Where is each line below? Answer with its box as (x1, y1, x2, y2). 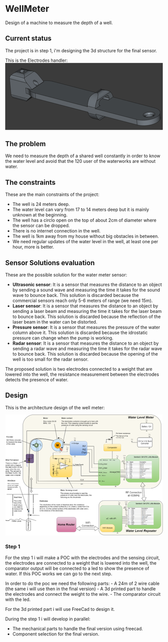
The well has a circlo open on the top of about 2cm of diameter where (12, 217, 156, 224)
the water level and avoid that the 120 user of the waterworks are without (5, 158, 156, 164)
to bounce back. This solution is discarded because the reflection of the (12, 313, 161, 319)
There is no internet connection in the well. (12, 228, 101, 234)
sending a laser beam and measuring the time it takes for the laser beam (12, 308, 162, 314)
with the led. (5, 596, 31, 602)
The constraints (5, 178, 56, 186)
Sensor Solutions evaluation (5, 258, 95, 267)
